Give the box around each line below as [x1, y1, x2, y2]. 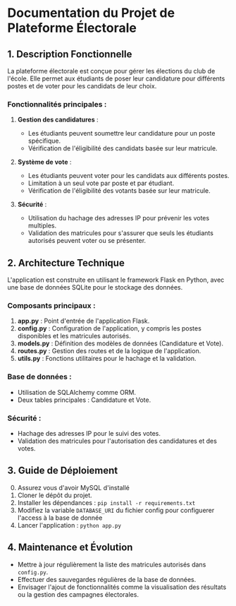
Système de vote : [17, 158, 72, 167]
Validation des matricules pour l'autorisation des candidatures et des [17, 436, 217, 445]
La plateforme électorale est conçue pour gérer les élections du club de [7, 67, 216, 75]
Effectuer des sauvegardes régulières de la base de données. [17, 575, 197, 583]
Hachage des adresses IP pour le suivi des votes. [17, 429, 161, 437]
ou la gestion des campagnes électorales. [17, 590, 139, 598]
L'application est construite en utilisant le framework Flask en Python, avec [7, 275, 225, 284]
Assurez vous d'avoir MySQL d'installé [17, 483, 130, 492]
